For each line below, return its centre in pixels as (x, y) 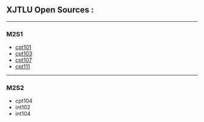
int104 (23, 114)
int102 (23, 108)
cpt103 (24, 54)
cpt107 (23, 60)
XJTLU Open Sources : (50, 10)
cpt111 (22, 66)
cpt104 (24, 101)
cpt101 (23, 47)
